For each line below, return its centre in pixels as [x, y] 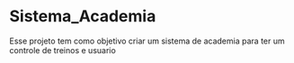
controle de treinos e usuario [63, 50]
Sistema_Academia [83, 16]
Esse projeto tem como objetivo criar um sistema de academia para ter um [147, 41]
